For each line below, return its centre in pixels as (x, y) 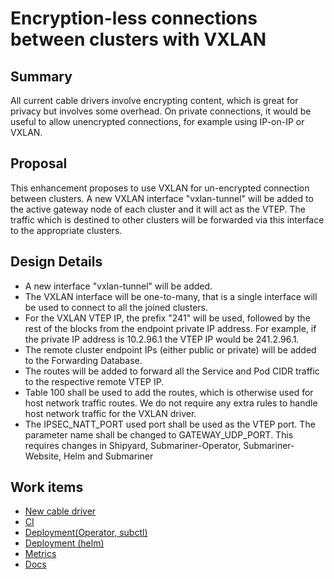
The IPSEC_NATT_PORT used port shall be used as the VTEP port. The (170, 424)
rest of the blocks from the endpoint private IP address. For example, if (170, 328)
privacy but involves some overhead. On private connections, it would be (161, 111)
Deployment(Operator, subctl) (86, 533)
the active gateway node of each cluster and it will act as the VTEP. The (158, 209)
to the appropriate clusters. (66, 230)
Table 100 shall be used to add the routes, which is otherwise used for (169, 392)
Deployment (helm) (64, 543)
